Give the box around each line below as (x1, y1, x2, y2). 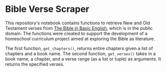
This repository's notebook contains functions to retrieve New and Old (5, 20, 150, 26)
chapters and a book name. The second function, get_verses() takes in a (5, 51, 156, 57)
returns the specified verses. (5, 61, 64, 67)
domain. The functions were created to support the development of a (5, 30, 147, 36)
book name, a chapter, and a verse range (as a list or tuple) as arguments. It (5, 56, 161, 62)
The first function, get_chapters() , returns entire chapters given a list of (5, 45, 153, 51)
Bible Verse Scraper (5, 3, 89, 15)
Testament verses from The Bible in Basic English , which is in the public (5, 25, 153, 31)
